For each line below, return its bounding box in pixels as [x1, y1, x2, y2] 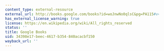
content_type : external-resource [5, 7, 73, 12]
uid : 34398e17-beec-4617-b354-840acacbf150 [5, 34, 95, 39]
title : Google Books [5, 30, 47, 34]
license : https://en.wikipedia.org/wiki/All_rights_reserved [5, 20, 132, 26]
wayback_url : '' [5, 39, 38, 44]
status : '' [5, 25, 27, 30]
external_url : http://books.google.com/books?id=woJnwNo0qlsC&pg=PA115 [5, 12, 154, 17]
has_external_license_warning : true [5, 16, 80, 21]
